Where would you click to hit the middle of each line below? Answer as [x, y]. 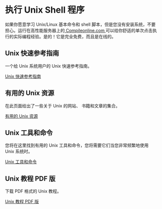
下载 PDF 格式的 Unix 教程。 [33, 191]
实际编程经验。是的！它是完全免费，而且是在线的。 [64, 36]
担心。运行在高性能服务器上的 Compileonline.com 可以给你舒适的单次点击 [79, 30]
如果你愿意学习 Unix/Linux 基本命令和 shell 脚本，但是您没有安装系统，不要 [80, 24]
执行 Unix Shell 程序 [45, 10]
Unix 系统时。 [19, 152]
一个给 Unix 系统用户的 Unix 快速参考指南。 [49, 66]
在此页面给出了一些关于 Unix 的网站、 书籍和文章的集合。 [63, 105]
